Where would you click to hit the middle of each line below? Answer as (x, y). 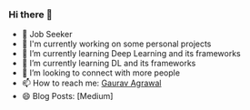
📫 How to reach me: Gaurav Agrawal (91, 83)
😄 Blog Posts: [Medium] (67, 96)
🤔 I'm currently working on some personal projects (116, 44)
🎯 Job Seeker (47, 35)
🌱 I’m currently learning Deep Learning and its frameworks (131, 54)
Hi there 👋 (31, 15)
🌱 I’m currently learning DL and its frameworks (109, 64)
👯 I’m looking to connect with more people (101, 73)
